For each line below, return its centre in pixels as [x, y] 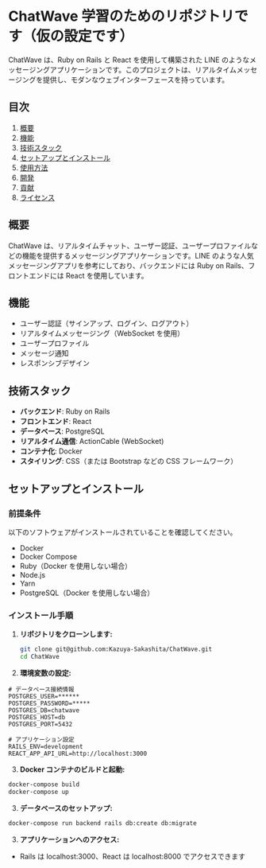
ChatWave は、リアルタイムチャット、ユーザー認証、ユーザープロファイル [130, 245]
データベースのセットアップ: [66, 808]
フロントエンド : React [56, 422]
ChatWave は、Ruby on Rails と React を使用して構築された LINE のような [129, 60]
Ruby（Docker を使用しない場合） [76, 566]
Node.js [33, 574]
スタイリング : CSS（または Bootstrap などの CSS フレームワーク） [129, 461]
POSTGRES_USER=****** [44, 696]
